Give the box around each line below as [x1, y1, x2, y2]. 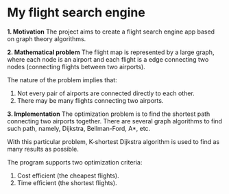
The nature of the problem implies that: [7, 75, 118, 84]
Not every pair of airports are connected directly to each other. [16, 89, 195, 97]
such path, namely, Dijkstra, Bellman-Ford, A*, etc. [7, 124, 151, 132]
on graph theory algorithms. [7, 34, 86, 43]
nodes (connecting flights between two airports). [7, 62, 145, 71]
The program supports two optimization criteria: [7, 158, 143, 166]
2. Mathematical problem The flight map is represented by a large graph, [7, 48, 215, 56]
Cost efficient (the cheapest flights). [16, 171, 119, 180]
